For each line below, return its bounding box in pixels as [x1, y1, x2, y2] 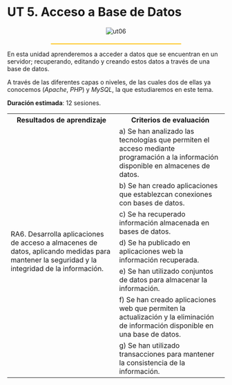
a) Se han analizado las [119, 126, 195, 135]
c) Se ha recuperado [119, 209, 186, 218]
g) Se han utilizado [119, 340, 180, 350]
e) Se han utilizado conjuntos [119, 266, 214, 276]
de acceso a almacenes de [10, 238, 98, 247]
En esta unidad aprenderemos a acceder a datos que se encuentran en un [7, 50, 218, 58]
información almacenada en [119, 218, 210, 227]
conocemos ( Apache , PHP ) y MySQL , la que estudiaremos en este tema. [7, 85, 214, 93]
